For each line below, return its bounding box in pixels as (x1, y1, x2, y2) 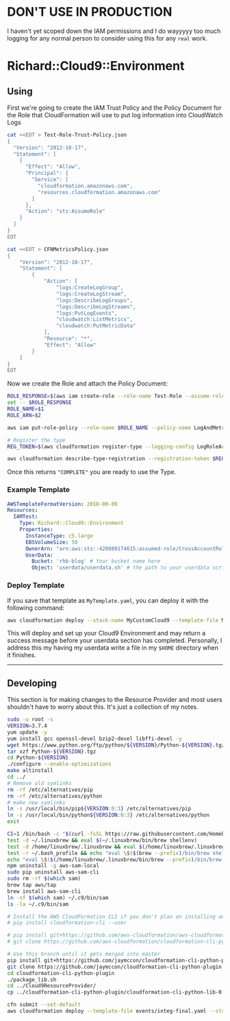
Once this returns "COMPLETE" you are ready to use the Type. (7, 468, 177, 476)
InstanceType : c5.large (25, 532, 94, 539)
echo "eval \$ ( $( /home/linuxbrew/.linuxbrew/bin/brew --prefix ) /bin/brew (7, 856, 222, 863)
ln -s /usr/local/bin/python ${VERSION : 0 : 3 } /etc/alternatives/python (7, 812, 210, 819)
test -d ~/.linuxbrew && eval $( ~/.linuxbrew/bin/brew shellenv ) (7, 836, 197, 844)
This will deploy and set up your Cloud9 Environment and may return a (7, 629, 206, 637)
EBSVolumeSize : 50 (25, 539, 78, 545)
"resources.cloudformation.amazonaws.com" (37, 189, 161, 196)
